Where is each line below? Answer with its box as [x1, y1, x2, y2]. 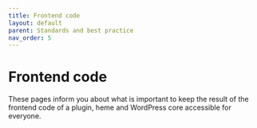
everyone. [8, 111, 42, 121]
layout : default [8, 19, 62, 27]
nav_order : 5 [8, 33, 52, 42]
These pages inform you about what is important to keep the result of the [8, 95, 249, 104]
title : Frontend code [8, 11, 81, 20]
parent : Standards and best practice [8, 26, 134, 34]
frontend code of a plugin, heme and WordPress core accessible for [8, 103, 231, 112]
